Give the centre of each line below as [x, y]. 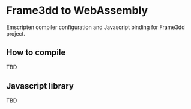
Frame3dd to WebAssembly [77, 11]
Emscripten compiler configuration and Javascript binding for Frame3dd [95, 27]
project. [16, 33]
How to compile [36, 53]
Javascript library [40, 86]
